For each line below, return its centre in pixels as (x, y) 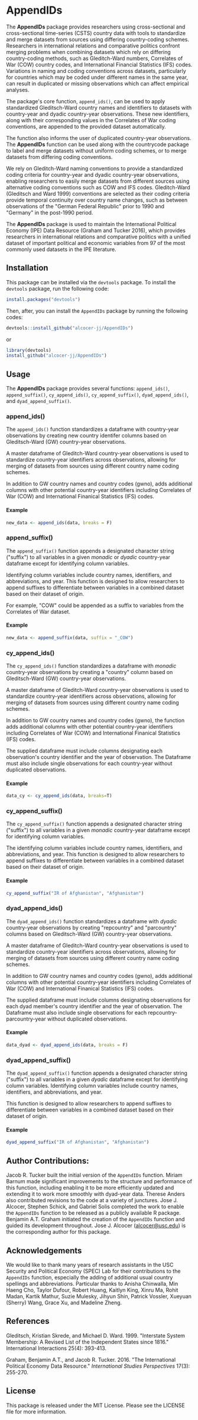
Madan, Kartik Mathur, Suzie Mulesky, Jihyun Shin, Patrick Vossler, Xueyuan (99, 1296)
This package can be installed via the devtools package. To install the (91, 282)
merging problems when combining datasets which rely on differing (88, 52)
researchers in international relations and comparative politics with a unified (98, 236)
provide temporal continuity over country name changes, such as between (97, 200)
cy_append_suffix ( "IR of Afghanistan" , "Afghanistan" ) (75, 893)
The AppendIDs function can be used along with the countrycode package (98, 144)
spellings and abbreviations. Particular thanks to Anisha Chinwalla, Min (92, 1284)
